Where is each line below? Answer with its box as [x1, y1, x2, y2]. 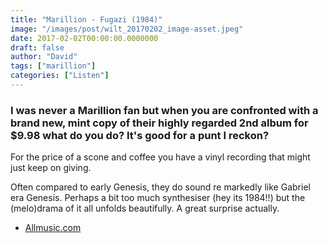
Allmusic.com [24, 222, 82, 234]
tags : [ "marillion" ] [10, 61, 97, 71]
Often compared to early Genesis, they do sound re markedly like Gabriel [10, 181, 311, 193]
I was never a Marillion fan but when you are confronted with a [10, 103, 319, 117]
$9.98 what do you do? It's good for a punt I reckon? [10, 128, 270, 142]
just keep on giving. [10, 162, 92, 174]
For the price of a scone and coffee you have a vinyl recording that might [10, 151, 311, 163]
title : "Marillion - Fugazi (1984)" [10, 14, 163, 25]
